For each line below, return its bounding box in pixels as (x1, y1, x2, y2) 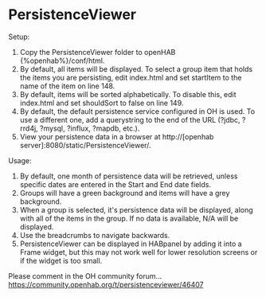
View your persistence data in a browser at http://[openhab (19, 131, 214, 141)
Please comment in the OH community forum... (8, 271, 162, 280)
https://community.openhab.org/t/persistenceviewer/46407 (8, 279, 204, 289)
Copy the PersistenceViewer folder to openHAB (19, 47, 176, 57)
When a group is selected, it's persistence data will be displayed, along (19, 205, 253, 214)
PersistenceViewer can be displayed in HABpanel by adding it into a (19, 239, 242, 248)
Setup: (8, 32, 30, 41)
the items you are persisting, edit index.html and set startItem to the (19, 72, 242, 82)
